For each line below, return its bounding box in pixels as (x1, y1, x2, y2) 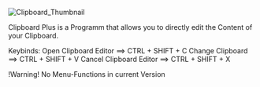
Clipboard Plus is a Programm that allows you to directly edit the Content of (8, 23, 253, 31)
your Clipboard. (8, 31, 59, 40)
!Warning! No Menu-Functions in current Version (8, 70, 165, 78)
